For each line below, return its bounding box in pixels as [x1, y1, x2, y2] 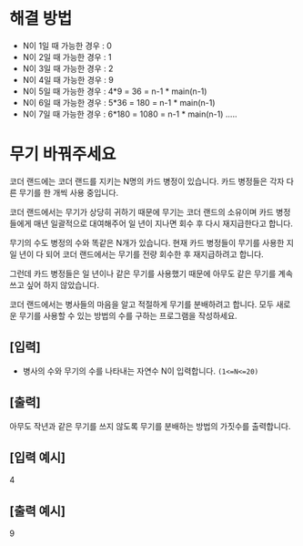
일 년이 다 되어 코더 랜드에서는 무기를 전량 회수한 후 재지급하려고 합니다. [9, 248, 264, 260]
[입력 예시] [9, 449, 66, 465]
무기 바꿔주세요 [9, 144, 116, 165]
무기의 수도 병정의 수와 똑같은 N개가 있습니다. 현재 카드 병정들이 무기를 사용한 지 [9, 237, 294, 248]
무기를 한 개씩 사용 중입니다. [18, 187, 119, 198]
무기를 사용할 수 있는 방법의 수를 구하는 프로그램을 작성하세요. [18, 310, 238, 321]
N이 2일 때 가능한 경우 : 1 [22, 51, 112, 62]
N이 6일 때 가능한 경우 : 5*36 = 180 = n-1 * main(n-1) [22, 97, 216, 108]
